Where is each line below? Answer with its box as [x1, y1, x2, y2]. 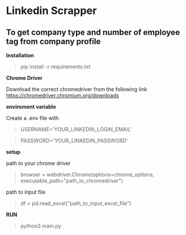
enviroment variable [6, 103, 57, 110]
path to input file [6, 188, 46, 195]
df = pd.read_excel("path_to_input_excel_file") [20, 200, 132, 206]
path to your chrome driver [6, 160, 71, 167]
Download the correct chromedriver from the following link [6, 86, 147, 93]
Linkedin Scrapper [6, 4, 97, 17]
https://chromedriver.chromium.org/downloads [6, 92, 119, 99]
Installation [6, 52, 34, 59]
